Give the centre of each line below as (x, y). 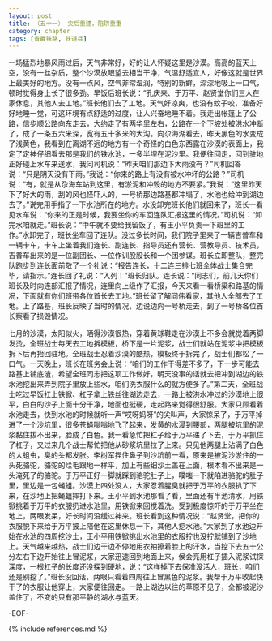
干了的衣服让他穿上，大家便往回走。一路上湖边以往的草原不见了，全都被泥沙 (136, 587)
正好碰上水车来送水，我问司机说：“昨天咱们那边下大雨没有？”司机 (118, 164)
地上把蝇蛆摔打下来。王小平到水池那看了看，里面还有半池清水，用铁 (150, 496)
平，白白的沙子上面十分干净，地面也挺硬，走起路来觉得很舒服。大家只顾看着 (136, 404)
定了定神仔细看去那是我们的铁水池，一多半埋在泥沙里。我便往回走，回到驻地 (136, 154)
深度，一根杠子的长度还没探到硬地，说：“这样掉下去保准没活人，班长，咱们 (134, 567)
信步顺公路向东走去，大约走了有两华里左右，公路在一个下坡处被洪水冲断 (143, 123)
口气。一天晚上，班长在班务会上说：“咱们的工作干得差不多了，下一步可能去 (134, 364)
